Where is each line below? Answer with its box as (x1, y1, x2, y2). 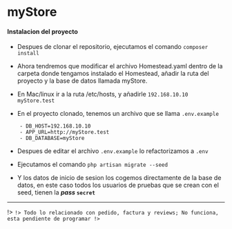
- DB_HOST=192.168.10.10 (19, 123, 91, 130)
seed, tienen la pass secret (17, 188, 95, 197)
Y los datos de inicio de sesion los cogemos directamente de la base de (17, 174, 222, 182)
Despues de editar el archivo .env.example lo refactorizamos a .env (17, 147, 209, 155)
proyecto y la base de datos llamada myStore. (17, 77, 148, 85)
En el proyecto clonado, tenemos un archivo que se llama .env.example (17, 110, 220, 118)
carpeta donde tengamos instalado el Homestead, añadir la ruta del (17, 70, 209, 78)
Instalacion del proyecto (7, 27, 78, 35)
